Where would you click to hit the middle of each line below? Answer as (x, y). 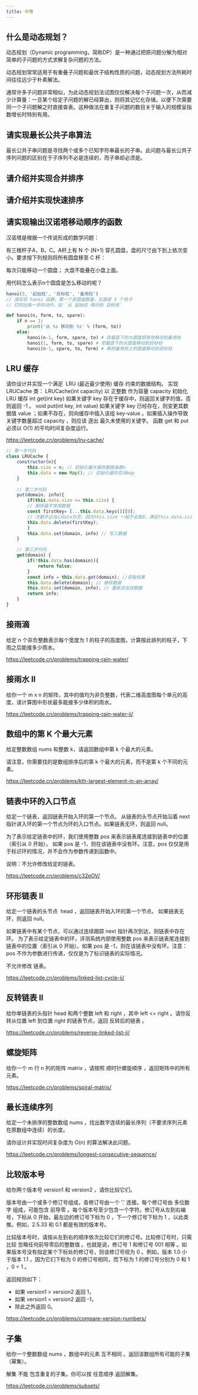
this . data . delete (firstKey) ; (63, 522)
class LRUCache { (27, 456)
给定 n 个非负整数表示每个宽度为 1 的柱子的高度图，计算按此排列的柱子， (94, 640)
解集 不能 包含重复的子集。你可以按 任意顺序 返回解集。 (74, 1374)
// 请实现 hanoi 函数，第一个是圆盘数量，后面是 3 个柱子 (69, 299)
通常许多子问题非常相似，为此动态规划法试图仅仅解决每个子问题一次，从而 (96, 92)
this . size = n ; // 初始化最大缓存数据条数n (77, 468)
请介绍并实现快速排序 (45, 200)
